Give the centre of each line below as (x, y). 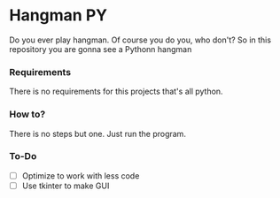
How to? (27, 114)
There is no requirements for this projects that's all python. (116, 91)
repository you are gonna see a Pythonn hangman (101, 49)
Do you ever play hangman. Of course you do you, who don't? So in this (140, 40)
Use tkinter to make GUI (66, 186)
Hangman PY (58, 15)
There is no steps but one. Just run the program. (97, 133)
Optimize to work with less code (81, 175)
